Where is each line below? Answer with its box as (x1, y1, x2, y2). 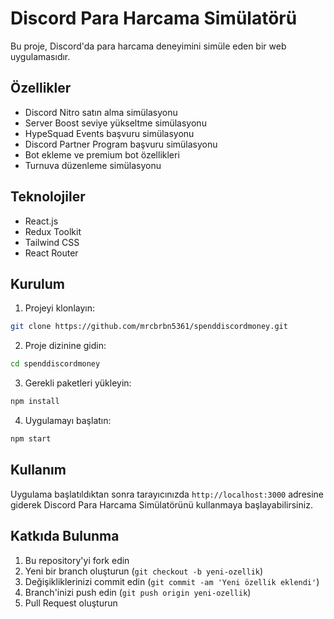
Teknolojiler (10, 188, 86, 206)
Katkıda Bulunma (10, 528, 120, 545)
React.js (24, 215, 59, 227)
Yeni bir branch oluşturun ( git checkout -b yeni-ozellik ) (24, 565, 264, 577)
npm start (10, 434, 52, 444)
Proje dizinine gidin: (24, 340, 107, 352)
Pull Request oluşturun (24, 597, 118, 609)
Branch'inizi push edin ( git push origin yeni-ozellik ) (24, 586, 252, 598)
